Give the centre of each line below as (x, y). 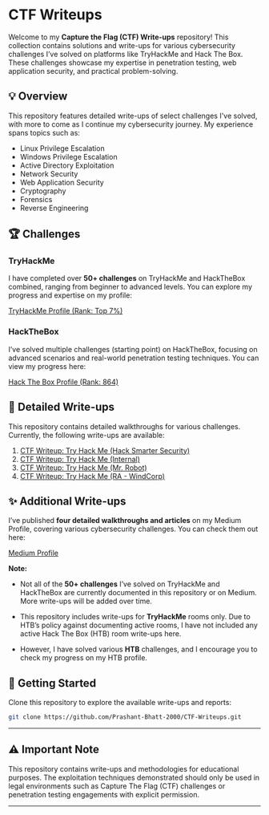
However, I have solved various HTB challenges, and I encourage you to (139, 649)
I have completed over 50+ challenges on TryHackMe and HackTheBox (127, 278)
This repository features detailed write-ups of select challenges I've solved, (133, 116)
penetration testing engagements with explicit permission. (104, 794)
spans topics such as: (44, 132)
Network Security (49, 173)
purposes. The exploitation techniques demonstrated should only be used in (134, 777)
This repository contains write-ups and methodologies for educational (124, 768)
